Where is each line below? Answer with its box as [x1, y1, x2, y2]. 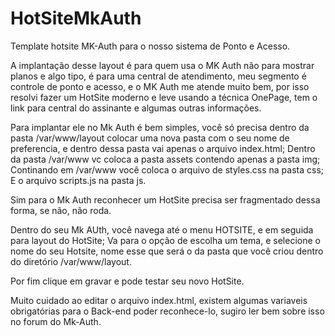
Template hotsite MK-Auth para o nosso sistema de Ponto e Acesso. [10, 40, 291, 52]
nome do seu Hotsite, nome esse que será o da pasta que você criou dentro [10, 245, 324, 257]
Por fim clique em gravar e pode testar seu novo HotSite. [10, 275, 245, 287]
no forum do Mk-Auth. [10, 315, 102, 327]
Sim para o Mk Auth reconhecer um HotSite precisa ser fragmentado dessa [10, 193, 321, 206]
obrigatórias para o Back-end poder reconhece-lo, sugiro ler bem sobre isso [10, 305, 325, 317]
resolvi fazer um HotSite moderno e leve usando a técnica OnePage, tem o [10, 91, 318, 103]
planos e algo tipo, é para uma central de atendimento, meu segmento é [10, 70, 307, 82]
